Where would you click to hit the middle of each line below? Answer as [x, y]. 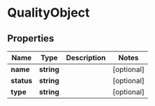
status [22, 81]
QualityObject [49, 13]
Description [86, 58]
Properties [31, 38]
